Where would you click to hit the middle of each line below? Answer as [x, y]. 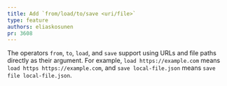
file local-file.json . [40, 76]
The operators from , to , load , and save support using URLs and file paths [112, 53]
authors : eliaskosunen [40, 27]
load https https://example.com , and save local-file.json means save [111, 68]
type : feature [28, 20]
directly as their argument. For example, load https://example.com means [114, 61]
